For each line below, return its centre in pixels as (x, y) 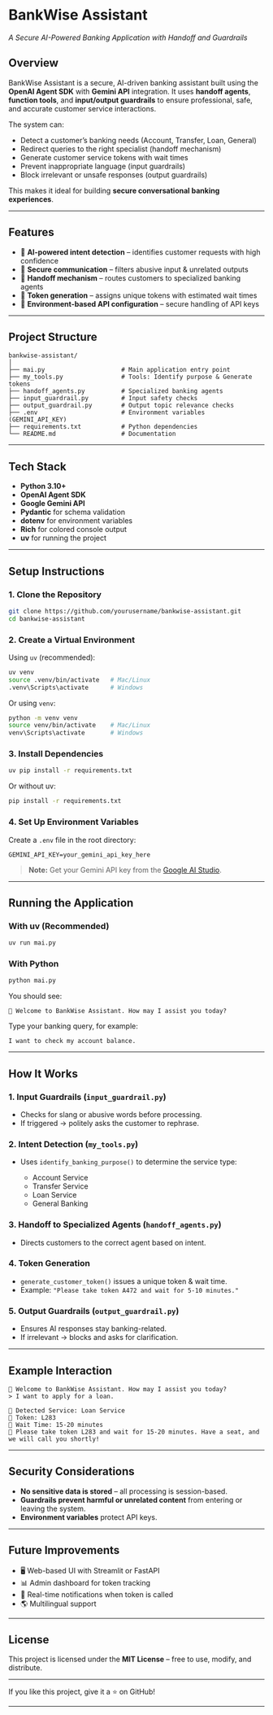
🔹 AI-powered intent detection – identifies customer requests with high (140, 252)
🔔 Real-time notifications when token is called (97, 1594)
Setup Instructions (56, 571)
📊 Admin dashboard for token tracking (85, 1582)
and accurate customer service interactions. (82, 108)
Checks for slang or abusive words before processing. (111, 1114)
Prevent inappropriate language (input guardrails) (102, 166)
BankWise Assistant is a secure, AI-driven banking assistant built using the (133, 82)
